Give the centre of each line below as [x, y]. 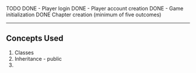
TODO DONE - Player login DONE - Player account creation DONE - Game [95, 8]
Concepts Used [35, 38]
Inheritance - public [38, 58]
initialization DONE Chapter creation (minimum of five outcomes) [84, 15]
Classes [24, 53]
